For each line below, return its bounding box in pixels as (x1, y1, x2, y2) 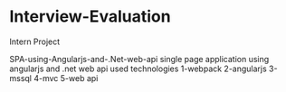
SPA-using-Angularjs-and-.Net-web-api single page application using (9, 53, 270, 64)
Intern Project (9, 36, 61, 47)
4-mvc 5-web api (33, 72, 99, 83)
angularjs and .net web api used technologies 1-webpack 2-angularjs (9, 63, 267, 74)
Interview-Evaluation (9, 6, 171, 27)
